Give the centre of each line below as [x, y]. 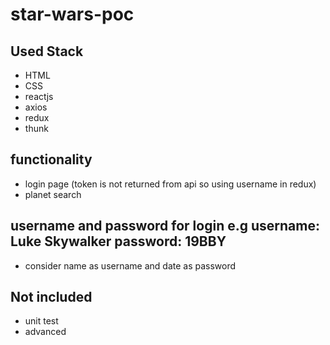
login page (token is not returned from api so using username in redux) [170, 184]
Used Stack [47, 51]
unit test [41, 321]
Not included [51, 297]
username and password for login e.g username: [165, 226]
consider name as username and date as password [130, 265]
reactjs [39, 96]
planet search [53, 194]
